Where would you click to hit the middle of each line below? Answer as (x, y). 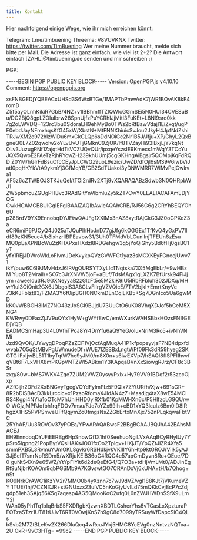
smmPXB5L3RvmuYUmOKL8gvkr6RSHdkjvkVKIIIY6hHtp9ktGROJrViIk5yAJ (97, 449)
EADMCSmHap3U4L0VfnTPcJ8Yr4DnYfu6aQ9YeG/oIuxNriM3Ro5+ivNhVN (97, 330)
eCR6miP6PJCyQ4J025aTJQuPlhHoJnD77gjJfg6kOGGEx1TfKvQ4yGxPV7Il (97, 230)
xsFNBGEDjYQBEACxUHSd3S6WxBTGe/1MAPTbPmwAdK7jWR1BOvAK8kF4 (98, 99)
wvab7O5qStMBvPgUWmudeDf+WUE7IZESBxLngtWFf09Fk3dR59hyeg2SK (98, 349)
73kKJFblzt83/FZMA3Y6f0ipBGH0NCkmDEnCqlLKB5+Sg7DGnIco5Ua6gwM (99, 293)
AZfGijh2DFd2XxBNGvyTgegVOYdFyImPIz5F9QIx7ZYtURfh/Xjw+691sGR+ (96, 387)
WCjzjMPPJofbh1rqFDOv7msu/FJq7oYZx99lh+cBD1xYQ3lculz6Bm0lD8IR (99, 405)
